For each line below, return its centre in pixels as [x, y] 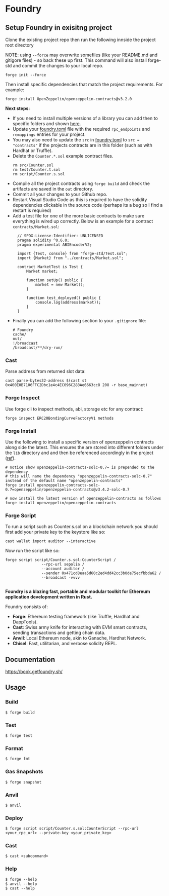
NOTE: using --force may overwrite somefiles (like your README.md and [81, 55]
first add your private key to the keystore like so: [55, 532]
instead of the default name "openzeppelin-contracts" [64, 480]
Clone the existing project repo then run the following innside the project [80, 40]
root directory [19, 45]
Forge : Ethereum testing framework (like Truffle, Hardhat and [76, 617]
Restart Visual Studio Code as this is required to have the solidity [80, 200]
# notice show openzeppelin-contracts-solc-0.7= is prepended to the [80, 467]
